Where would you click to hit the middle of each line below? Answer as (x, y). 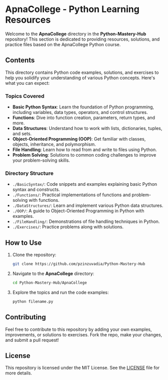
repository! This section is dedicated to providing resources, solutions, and (82, 39)
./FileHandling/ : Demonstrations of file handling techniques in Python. (86, 221)
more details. (19, 373)
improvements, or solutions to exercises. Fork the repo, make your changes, (84, 334)
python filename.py (33, 301)
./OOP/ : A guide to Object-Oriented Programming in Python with (78, 211)
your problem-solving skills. (41, 160)
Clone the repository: (34, 255)
